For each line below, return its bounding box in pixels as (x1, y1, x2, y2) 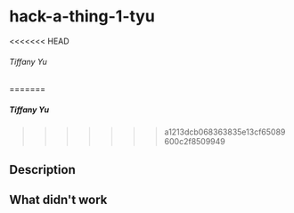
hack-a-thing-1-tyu (9, 6, 156, 27)
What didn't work (9, 192, 108, 207)
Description (9, 162, 76, 177)
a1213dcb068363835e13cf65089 (164, 127, 286, 137)
